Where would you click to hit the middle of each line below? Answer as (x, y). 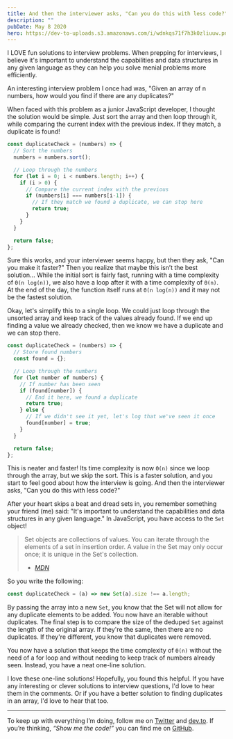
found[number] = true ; (58, 423)
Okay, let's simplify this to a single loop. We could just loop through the (109, 311)
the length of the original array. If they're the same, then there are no (105, 630)
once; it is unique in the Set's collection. (81, 555)
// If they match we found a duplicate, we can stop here (118, 202)
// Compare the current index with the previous (97, 189)
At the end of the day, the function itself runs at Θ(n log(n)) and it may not (114, 290)
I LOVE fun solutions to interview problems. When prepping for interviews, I (114, 53)
